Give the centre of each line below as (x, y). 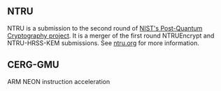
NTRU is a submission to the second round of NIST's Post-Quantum (105, 28)
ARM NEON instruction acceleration (59, 81)
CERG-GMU (33, 65)
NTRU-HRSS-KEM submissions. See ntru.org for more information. (103, 43)
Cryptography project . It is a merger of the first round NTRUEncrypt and (111, 35)
